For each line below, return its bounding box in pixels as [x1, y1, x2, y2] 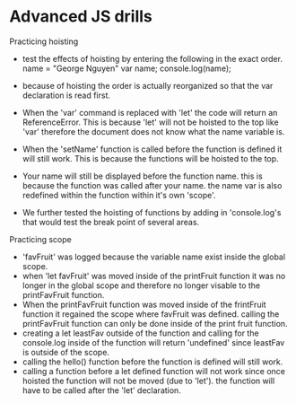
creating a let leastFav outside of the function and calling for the [22, 328, 259, 338]
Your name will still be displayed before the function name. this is [22, 171, 263, 181]
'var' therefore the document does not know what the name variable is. [22, 126, 285, 136]
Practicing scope [9, 233, 72, 244]
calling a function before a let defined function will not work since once [22, 365, 285, 376]
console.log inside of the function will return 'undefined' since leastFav [22, 337, 285, 347]
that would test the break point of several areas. [22, 216, 200, 227]
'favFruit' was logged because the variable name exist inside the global [22, 251, 285, 262]
